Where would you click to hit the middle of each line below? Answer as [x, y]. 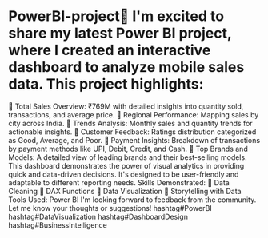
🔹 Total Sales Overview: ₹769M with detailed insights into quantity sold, [126, 106]
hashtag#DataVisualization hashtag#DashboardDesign [98, 216]
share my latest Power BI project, [120, 33]
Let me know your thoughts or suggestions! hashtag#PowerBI [110, 208]
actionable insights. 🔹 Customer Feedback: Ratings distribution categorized [132, 132]
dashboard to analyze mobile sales [126, 67]
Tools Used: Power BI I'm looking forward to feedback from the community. [132, 200]
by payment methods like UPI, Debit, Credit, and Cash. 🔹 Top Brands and [128, 149]
